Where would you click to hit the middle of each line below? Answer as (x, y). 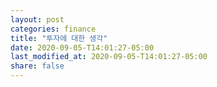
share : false (37, 66)
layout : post (37, 19)
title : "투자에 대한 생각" (59, 38)
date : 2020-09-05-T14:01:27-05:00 (82, 47)
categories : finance (53, 29)
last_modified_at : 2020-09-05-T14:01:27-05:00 (109, 57)
